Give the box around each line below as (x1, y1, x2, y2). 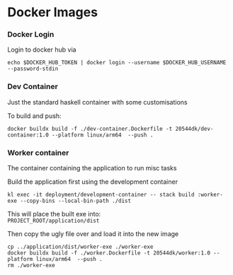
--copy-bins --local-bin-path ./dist (20, 197, 132, 205)
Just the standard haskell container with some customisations (7, 98, 188, 106)
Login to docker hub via (7, 45, 76, 54)
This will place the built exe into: (7, 210, 101, 218)
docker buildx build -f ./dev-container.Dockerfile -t (7, 125, 173, 132)
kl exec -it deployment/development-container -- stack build (7, 192, 195, 199)
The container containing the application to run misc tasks (7, 164, 177, 172)
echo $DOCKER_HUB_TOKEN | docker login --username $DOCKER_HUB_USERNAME (7, 59, 227, 66)
